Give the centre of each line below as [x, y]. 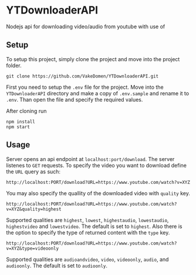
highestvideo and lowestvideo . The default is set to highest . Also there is [94, 226]
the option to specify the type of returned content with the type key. [88, 232]
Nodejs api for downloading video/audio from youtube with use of [86, 26]
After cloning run [26, 111]
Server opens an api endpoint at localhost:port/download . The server [90, 159]
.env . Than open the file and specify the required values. [75, 99]
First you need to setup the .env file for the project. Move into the [85, 87]
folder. [14, 65]
